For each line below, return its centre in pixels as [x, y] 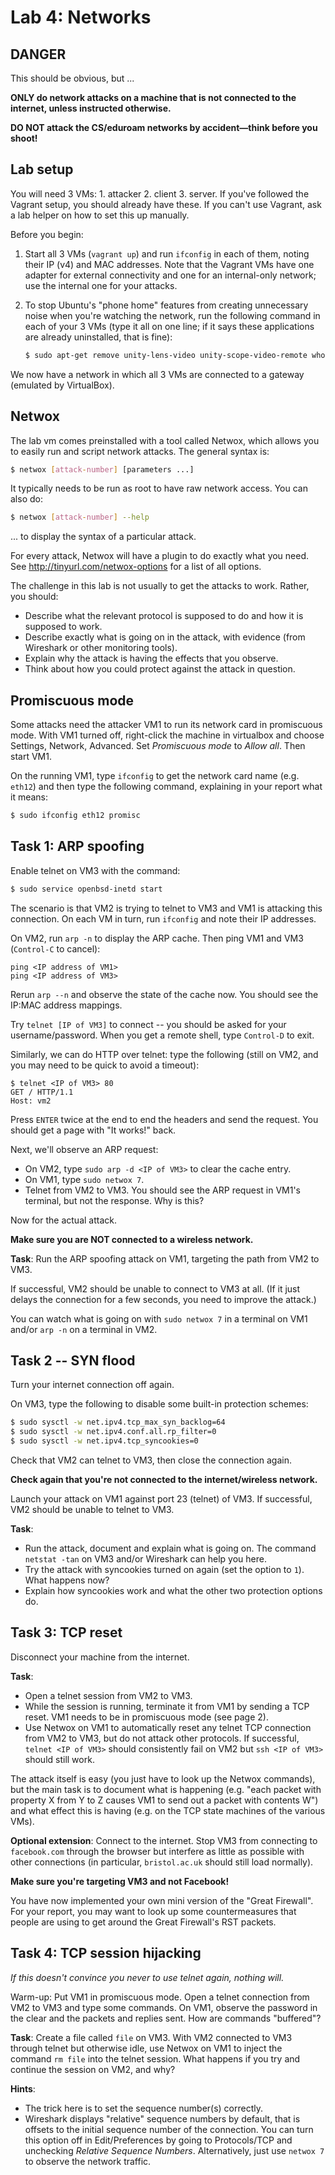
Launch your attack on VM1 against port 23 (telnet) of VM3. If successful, [161, 1499]
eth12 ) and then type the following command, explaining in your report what [166, 787]
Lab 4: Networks [81, 17]
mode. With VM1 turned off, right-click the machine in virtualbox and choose [167, 735]
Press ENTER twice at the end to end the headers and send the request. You [164, 1119]
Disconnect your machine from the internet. [100, 1657]
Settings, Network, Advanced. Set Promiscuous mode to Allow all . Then [158, 746]
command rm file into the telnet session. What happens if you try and [155, 2058]
